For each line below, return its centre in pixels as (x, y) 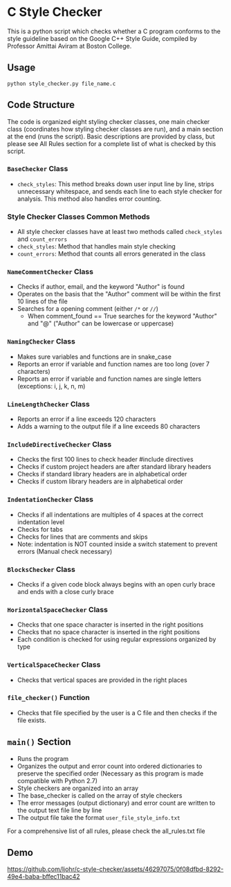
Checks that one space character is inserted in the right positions (110, 625)
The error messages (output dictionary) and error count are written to (116, 803)
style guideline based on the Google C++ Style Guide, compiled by (102, 38)
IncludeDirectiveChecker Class (59, 444)
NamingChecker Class (41, 341)
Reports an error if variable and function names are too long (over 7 (113, 364)
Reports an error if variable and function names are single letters (109, 379)
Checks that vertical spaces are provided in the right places (102, 680)
